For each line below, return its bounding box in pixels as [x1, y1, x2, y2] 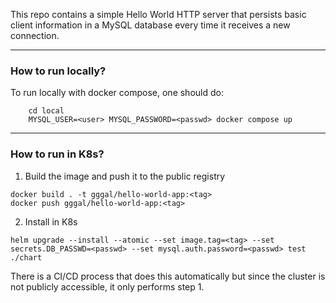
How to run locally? [10, 64, 107, 78]
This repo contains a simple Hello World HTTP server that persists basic [10, 9, 307, 20]
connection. [10, 30, 60, 41]
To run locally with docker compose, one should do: [10, 87, 224, 99]
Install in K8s [24, 215, 78, 228]
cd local [28, 106, 65, 116]
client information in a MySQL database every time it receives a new [10, 19, 291, 31]
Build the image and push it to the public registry [24, 170, 226, 182]
